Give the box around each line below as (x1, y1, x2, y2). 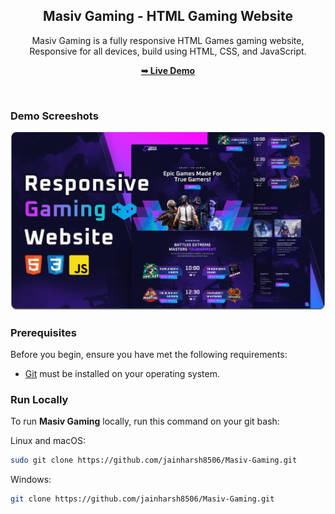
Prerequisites (10, 325, 77, 339)
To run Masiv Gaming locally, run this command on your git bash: (10, 415, 280, 428)
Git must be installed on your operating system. (24, 368, 220, 380)
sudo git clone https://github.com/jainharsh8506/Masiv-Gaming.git (10, 455, 298, 466)
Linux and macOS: (10, 435, 86, 447)
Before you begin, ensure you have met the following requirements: (10, 349, 288, 361)
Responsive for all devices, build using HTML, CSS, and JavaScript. (29, 45, 307, 57)
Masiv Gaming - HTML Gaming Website (43, 8, 293, 25)
